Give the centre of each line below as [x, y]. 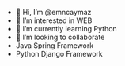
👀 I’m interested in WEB [54, 20]
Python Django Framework [59, 54]
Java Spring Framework [55, 46]
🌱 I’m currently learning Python [66, 29]
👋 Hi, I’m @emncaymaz [53, 12]
